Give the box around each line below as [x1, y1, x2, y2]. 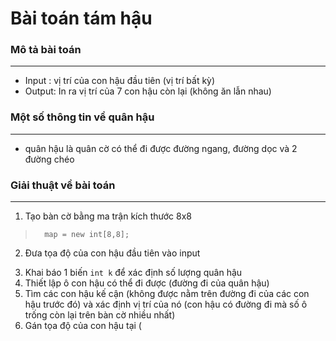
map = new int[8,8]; [44, 230, 130, 240]
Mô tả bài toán [10, 43, 82, 57]
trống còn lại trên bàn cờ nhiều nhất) [24, 309, 176, 321]
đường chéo [24, 153, 75, 165]
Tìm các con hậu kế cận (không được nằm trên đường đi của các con [24, 288, 310, 300]
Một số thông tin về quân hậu [10, 110, 155, 124]
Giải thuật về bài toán [10, 178, 116, 192]
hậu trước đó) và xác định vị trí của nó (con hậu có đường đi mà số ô [24, 298, 308, 311]
